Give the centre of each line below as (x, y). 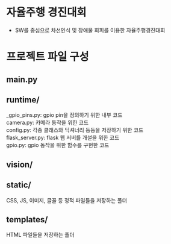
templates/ (27, 220)
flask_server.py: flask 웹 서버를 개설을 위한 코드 (63, 138)
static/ (19, 185)
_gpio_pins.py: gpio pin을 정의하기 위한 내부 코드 (64, 115)
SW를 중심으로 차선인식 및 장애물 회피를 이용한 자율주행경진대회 (90, 30)
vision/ (20, 164)
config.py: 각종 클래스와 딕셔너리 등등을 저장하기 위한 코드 (75, 130)
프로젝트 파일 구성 (48, 57)
